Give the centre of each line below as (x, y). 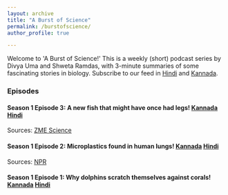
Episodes (23, 91)
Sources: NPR (27, 161)
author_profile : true (38, 33)
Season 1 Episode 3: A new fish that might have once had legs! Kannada (113, 107)
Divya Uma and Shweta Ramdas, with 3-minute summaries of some (103, 66)
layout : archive (30, 13)
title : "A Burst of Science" (49, 20)
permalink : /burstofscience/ (49, 26)
